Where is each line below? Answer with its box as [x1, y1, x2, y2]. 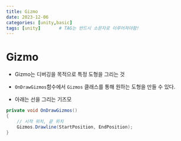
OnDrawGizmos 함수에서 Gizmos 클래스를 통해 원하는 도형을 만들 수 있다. [14, 83, 176, 90]
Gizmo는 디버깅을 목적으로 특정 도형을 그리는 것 [14, 71, 125, 78]
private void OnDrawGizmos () [6, 107, 78, 114]
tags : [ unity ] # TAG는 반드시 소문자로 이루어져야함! [6, 25, 140, 31]
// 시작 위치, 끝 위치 [17, 119, 64, 124]
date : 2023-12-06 [6, 14, 49, 20]
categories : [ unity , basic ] [6, 19, 73, 25]
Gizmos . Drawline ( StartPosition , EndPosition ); [17, 124, 133, 130]
